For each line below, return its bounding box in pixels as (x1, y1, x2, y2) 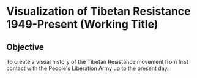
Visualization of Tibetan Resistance (6, 4, 191, 18)
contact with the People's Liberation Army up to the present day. (6, 64, 169, 72)
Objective (6, 42, 45, 52)
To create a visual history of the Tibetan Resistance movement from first (6, 58, 188, 65)
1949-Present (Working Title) (6, 17, 158, 31)
